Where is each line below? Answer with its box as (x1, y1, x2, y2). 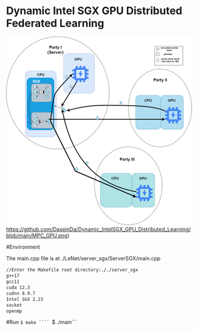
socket (6, 302, 22, 308)
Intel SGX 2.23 (6, 296, 44, 302)
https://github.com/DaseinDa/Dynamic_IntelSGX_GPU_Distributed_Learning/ (6, 226, 191, 233)
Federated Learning (6, 16, 104, 30)
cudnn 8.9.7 (6, 290, 35, 296)
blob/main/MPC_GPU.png (6, 231, 68, 239)
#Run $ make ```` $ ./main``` (6, 318, 77, 325)
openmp (6, 308, 22, 314)
